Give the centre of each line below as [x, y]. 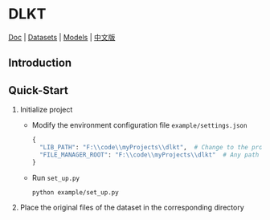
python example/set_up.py [75, 192]
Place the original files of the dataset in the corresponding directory [132, 207]
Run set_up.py [56, 177]
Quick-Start [38, 90]
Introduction [40, 63]
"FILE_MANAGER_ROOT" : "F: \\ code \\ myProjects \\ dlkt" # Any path [149, 155]
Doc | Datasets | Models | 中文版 [62, 37]
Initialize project [46, 110]
